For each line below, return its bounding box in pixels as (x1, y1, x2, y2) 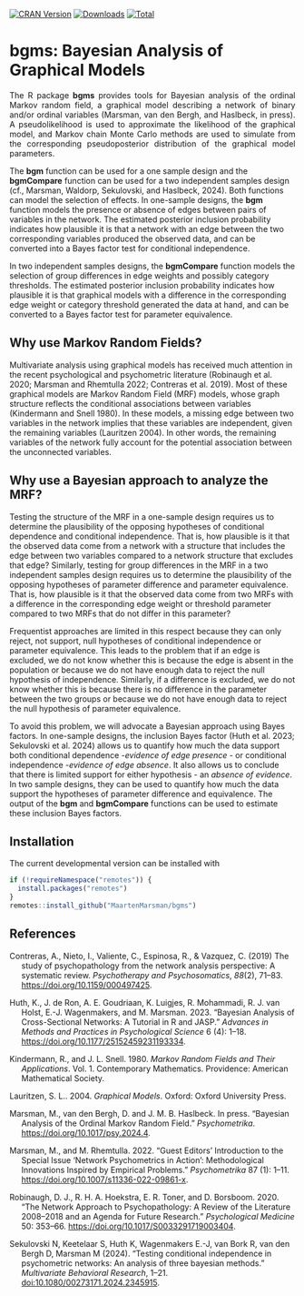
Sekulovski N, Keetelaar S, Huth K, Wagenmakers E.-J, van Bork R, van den (9, 1238, 290, 1249)
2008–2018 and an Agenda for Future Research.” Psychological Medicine (21, 1210, 295, 1221)
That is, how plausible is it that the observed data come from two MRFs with (9, 588, 294, 600)
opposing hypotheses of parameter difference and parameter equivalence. (9, 579, 289, 590)
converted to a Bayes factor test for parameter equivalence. (9, 309, 233, 319)
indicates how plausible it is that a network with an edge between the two (9, 223, 284, 234)
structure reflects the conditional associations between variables (9, 398, 251, 409)
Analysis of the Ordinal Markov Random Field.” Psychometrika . (21, 1118, 256, 1129)
